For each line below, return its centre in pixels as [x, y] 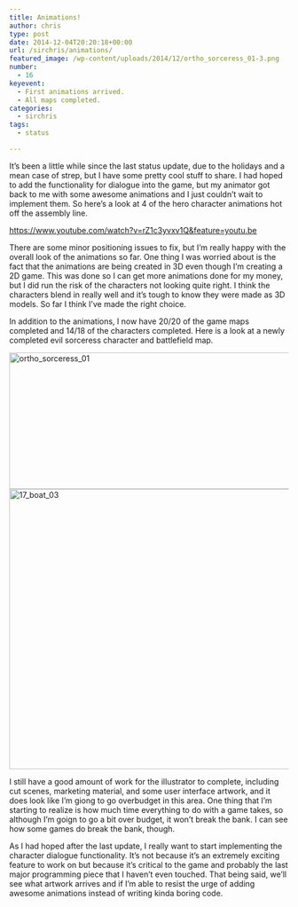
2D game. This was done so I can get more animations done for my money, [146, 275]
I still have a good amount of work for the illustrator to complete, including [144, 781]
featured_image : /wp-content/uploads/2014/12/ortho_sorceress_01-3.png [144, 59]
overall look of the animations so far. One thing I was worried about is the [143, 256]
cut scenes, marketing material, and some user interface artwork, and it [140, 791]
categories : [31, 108]
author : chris [35, 26]
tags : [19, 125]
